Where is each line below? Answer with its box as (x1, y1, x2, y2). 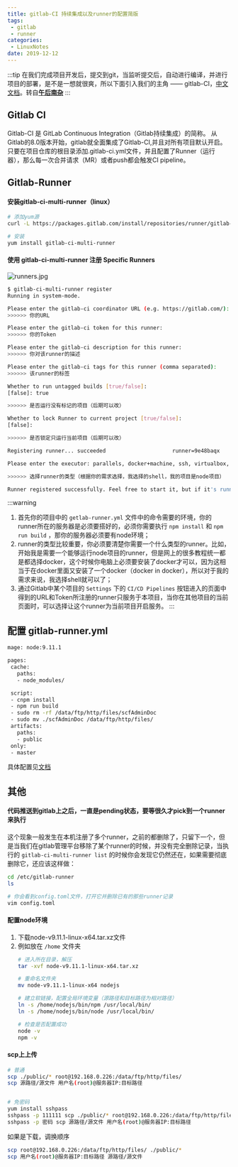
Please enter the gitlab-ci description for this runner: (7, 344, 182, 352)
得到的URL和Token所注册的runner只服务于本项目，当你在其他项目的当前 (17, 593, 229, 602)
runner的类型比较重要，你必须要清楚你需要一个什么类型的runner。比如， (17, 540, 230, 548)
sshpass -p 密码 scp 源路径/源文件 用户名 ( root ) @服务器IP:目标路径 (7, 1118, 191, 1126)
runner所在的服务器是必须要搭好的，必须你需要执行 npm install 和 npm (17, 522, 224, 531)
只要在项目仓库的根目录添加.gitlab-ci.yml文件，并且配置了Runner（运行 (7, 146, 216, 155)
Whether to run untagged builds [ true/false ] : (7, 383, 147, 390)
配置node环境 (7, 916, 48, 924)
